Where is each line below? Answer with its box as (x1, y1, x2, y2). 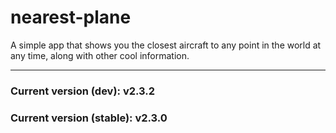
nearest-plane (10, 6, 132, 29)
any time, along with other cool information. (10, 49, 190, 61)
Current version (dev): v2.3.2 (10, 84, 156, 98)
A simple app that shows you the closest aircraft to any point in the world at (10, 39, 322, 51)
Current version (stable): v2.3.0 (10, 111, 168, 125)
